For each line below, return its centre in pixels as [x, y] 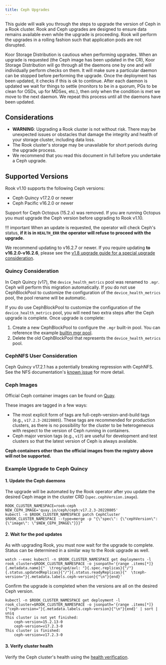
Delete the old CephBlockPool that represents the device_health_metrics [86, 338]
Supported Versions [37, 176]
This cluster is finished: [33, 631]
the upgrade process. [34, 150]
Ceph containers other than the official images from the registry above [79, 451]
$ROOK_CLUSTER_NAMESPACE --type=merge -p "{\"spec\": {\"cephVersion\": [82, 519]
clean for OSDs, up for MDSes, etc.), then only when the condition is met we [83, 91]
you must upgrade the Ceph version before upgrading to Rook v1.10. [74, 218]
